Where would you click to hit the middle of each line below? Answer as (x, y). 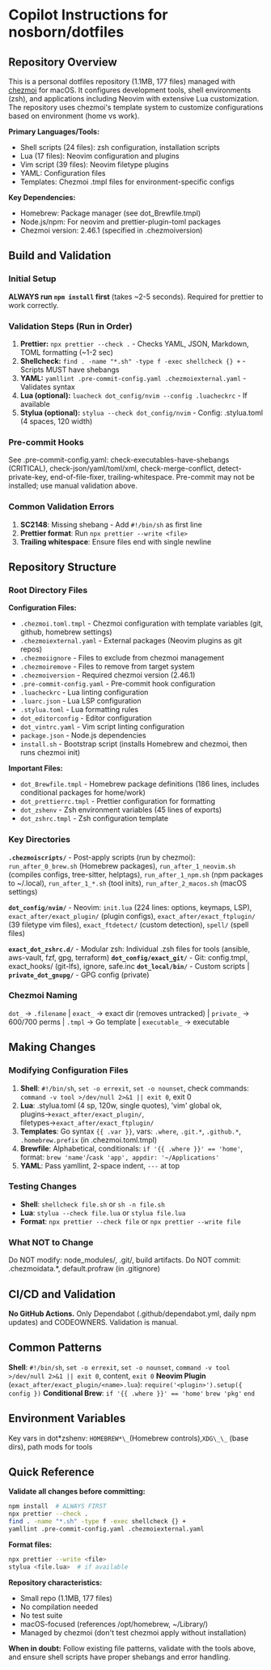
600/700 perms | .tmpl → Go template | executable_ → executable (119, 1022)
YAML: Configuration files (63, 173)
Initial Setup (32, 279)
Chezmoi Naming (43, 996)
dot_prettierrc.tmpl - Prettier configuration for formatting (118, 801)
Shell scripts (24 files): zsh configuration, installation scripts (120, 147)
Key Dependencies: (42, 197)
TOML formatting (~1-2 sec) (66, 352)
